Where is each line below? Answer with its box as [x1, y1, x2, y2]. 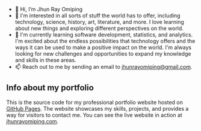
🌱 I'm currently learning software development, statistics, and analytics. [14, 31, 193, 38]
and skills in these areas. [14, 57, 76, 63]
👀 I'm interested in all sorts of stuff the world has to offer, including [14, 12, 181, 19]
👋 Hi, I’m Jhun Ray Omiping [14, 6, 83, 13]
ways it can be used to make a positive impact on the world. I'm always [14, 44, 191, 51]
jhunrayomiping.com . [6, 117, 59, 125]
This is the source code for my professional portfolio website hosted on [6, 99, 184, 106]
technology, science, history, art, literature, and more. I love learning [14, 19, 185, 25]
